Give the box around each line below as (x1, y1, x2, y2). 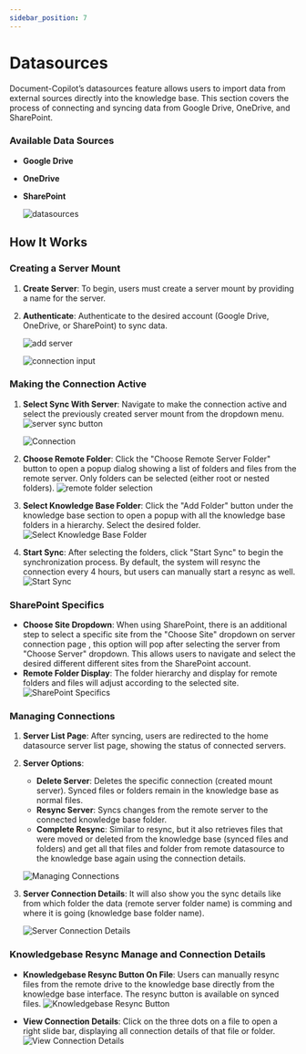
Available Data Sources (9, 134, 115, 147)
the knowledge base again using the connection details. (36, 853, 246, 864)
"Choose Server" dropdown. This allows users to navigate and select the (22, 648, 296, 659)
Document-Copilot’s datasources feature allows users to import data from (9, 83, 286, 94)
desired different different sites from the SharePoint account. (22, 658, 251, 669)
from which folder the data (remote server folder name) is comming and (22, 898, 293, 909)
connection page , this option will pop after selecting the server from (22, 639, 280, 650)
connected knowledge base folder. (36, 814, 167, 825)
